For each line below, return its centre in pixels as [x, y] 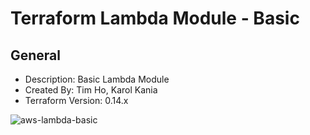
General [36, 55]
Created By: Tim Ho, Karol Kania [91, 90]
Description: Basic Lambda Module [97, 79]
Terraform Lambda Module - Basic [155, 18]
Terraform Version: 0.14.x [76, 100]
